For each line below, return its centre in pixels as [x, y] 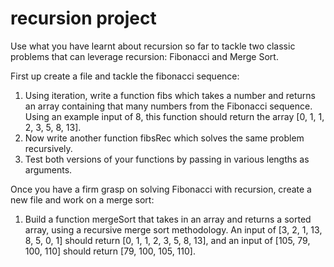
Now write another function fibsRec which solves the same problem [164, 138]
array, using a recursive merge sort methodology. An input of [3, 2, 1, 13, [173, 229]
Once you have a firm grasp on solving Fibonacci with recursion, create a [161, 189]
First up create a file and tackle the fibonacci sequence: [125, 76]
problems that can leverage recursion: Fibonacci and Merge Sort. [144, 56]
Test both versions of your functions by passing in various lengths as [167, 159]
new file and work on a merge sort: [82, 199]
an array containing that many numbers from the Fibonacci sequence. [168, 106]
